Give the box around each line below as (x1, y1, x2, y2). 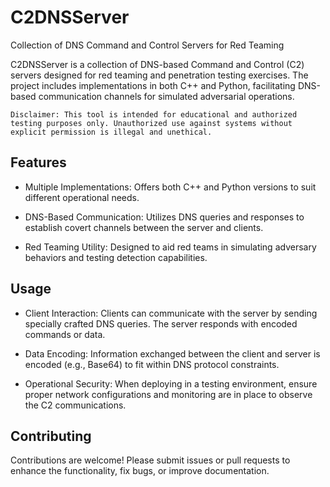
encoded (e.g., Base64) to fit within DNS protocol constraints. (24, 358, 280, 370)
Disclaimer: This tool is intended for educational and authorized (10, 109, 298, 120)
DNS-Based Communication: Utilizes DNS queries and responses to (24, 211, 305, 223)
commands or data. (24, 328, 106, 340)
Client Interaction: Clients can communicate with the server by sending (24, 307, 318, 319)
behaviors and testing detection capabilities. (24, 251, 208, 263)
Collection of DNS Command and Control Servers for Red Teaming (10, 39, 285, 51)
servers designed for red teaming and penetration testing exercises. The (10, 69, 309, 81)
